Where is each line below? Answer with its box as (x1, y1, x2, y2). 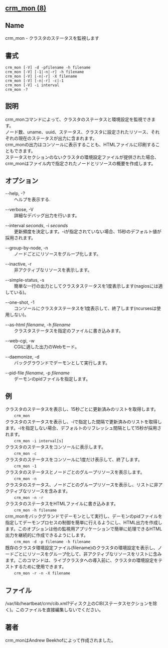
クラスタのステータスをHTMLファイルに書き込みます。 (5, 501, 119, 507)
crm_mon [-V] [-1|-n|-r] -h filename (5, 70, 84, 75)
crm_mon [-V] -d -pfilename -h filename (5, 65, 91, 70)
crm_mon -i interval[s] (14, 438, 64, 444)
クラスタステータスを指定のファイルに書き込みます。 (14, 328, 124, 334)
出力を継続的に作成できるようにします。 (5, 532, 89, 538)
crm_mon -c (14, 451, 37, 457)
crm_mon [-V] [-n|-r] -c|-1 (5, 78, 64, 84)
